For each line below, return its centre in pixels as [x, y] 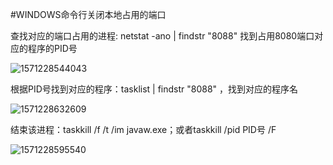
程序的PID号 [52, 48]
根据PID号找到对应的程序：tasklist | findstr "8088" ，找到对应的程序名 [154, 89]
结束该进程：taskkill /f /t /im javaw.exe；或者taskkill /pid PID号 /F [143, 129]
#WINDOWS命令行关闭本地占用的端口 [88, 14]
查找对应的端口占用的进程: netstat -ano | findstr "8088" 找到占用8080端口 [162, 36]
